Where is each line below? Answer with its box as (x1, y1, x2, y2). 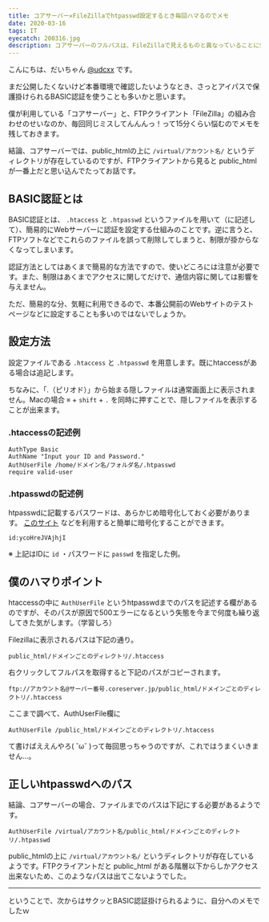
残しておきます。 (8, 129, 64, 139)
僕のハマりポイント (8, 575, 103, 589)
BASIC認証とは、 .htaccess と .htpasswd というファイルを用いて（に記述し (8, 214, 256, 224)
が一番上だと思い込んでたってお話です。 (8, 166, 140, 176)
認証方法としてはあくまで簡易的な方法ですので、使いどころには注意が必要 (8, 262, 254, 271)
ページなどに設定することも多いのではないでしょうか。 (8, 308, 191, 318)
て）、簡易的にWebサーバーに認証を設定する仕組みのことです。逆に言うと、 (8, 224, 258, 234)
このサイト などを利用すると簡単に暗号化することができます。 (23, 518, 229, 528)
